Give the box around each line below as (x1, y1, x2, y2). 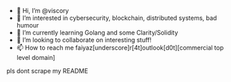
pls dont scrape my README (6, 67, 89, 75)
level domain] (16, 54, 56, 61)
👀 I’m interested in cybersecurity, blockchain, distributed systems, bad (16, 14, 217, 22)
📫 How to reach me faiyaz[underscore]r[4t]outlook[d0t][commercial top (16, 43, 224, 52)
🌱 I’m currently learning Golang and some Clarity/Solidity (16, 28, 178, 37)
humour (16, 21, 39, 29)
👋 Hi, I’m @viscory (16, 7, 69, 14)
